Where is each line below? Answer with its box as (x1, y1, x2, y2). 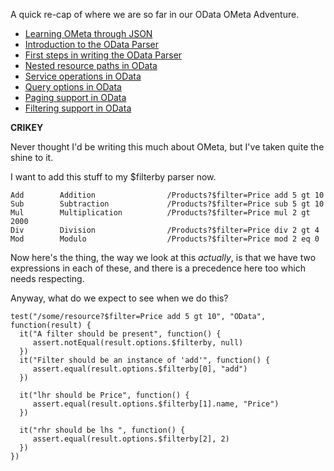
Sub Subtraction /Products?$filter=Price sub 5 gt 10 (10, 199, 325, 209)
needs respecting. (10, 273, 85, 284)
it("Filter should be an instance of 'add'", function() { (19, 355, 271, 365)
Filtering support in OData (24, 102, 132, 114)
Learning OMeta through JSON (24, 28, 153, 39)
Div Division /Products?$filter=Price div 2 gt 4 (10, 225, 320, 235)
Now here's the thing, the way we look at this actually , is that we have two (10, 252, 317, 263)
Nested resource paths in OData (24, 60, 158, 71)
